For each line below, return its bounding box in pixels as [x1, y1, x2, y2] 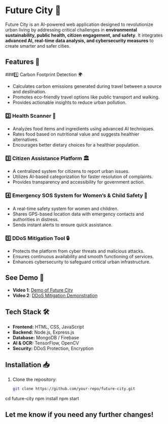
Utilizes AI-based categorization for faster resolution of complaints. [12, 173, 153, 180]
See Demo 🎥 [5, 273, 45, 282]
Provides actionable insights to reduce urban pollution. [12, 99, 127, 105]
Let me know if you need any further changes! [5, 410, 153, 419]
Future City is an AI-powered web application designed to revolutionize [5, 21, 153, 27]
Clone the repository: [12, 376, 57, 382]
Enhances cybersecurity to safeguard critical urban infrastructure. [12, 259, 151, 265]
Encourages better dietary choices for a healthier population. [12, 142, 140, 148]
